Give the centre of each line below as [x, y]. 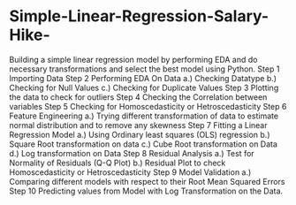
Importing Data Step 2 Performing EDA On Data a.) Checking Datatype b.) [143, 78]
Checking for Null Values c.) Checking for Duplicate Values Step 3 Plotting [144, 87]
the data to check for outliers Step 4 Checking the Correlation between [138, 97]
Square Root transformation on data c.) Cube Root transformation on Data [144, 144]
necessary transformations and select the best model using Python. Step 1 [144, 69]
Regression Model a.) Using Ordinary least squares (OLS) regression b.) [140, 134]
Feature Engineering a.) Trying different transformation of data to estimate [144, 116]
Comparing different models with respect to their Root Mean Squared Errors [147, 181]
